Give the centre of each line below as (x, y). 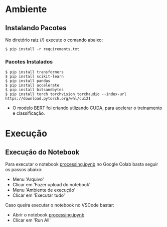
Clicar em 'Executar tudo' (39, 195)
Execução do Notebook (42, 152)
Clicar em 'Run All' (32, 220)
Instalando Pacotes (36, 28)
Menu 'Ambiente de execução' (44, 190)
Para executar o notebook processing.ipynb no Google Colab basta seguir (82, 164)
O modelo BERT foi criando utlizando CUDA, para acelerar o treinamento (87, 108)
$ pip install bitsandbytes (35, 90)
